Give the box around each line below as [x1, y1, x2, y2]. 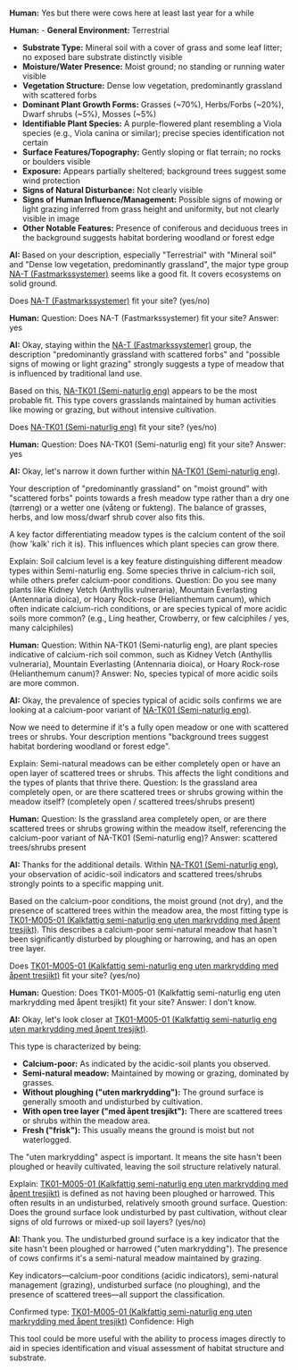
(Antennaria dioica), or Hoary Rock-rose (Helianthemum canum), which [9, 594, 271, 605]
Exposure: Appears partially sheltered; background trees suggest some [21, 165, 287, 176]
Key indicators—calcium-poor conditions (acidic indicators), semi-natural [9, 1270, 279, 1281]
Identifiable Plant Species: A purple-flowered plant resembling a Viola [21, 118, 283, 129]
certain [21, 138, 49, 148]
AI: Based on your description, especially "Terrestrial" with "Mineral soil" [9, 249, 277, 260]
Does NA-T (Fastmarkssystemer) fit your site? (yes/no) [9, 295, 211, 306]
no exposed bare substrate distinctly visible [21, 52, 183, 62]
